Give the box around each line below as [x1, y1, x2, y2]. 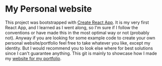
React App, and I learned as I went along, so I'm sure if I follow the [5, 24, 138, 30]
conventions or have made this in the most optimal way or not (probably [5, 30, 150, 35]
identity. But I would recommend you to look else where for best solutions [5, 45, 153, 51]
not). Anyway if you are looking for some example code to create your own [5, 35, 155, 41]
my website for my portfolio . [5, 55, 62, 61]
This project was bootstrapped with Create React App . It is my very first [5, 19, 149, 25]
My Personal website [5, 3, 92, 15]
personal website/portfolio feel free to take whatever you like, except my [5, 40, 150, 46]
